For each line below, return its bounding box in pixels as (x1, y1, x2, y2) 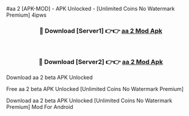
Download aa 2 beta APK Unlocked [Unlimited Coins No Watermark (6, 97, 173, 104)
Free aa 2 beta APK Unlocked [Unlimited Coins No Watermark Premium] (6, 85, 184, 92)
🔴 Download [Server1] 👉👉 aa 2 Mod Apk (39, 26, 163, 35)
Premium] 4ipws (6, 11, 47, 19)
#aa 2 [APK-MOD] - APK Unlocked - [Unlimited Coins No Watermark (6, 5, 175, 12)
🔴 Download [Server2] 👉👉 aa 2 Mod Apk (38, 58, 163, 66)
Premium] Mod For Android (6, 103, 74, 110)
